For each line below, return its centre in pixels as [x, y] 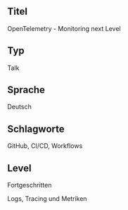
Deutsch [19, 107]
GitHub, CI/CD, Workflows [45, 146]
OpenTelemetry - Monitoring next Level [64, 28]
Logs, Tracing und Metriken [47, 199]
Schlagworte [36, 129]
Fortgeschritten [30, 185]
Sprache [26, 90]
